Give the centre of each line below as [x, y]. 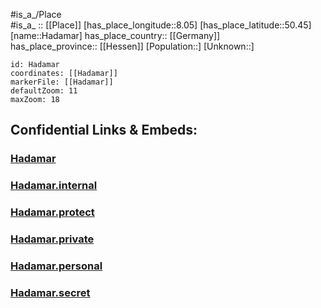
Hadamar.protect [52, 212]
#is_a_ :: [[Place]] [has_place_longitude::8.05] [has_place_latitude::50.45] [161, 25]
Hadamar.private [52, 239]
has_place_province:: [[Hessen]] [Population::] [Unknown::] [132, 46]
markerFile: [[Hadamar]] [62, 82]
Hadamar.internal [54, 186]
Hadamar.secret [50, 292]
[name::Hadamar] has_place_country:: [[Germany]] [115, 35]
